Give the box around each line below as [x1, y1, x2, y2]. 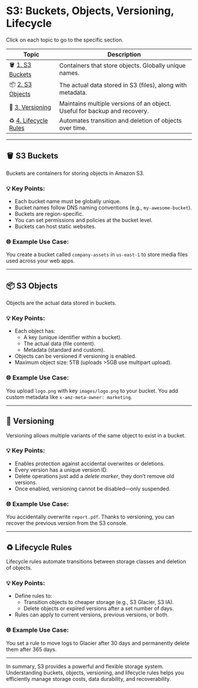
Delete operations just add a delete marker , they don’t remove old [14, 472, 174, 479]
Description [107, 50, 141, 59]
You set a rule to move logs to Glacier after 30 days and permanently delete [6, 640, 190, 647]
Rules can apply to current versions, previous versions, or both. [14, 611, 169, 618]
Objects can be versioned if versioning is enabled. [14, 353, 137, 360]
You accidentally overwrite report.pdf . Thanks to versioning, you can [6, 513, 175, 521]
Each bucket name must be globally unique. [14, 198, 121, 205]
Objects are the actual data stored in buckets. [6, 300, 117, 307]
